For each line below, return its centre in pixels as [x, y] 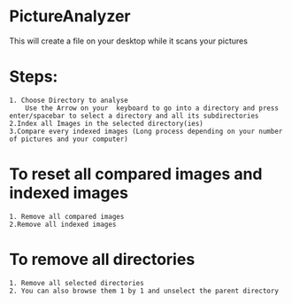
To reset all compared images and [136, 174]
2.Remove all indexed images [63, 224]
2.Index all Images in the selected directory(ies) [106, 123]
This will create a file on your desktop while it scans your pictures [128, 41]
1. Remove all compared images [67, 216]
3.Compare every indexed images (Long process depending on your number [146, 131]
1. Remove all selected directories [77, 283]
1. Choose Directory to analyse [69, 100]
